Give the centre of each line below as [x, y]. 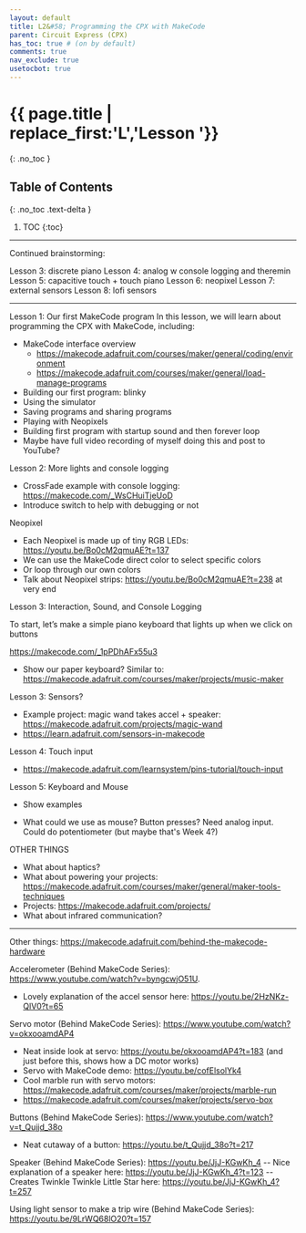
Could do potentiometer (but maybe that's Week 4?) [120, 832]
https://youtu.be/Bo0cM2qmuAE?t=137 [96, 550]
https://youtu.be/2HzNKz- [240, 996]
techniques [44, 896]
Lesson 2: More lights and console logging [89, 468]
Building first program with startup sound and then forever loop [141, 430]
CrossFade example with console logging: [101, 485]
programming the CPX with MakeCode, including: [102, 326]
